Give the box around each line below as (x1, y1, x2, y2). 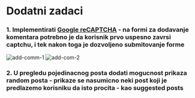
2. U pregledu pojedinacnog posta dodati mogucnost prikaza (6, 69, 188, 77)
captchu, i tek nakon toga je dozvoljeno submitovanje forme (6, 41, 185, 49)
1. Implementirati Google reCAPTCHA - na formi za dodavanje (6, 26, 189, 34)
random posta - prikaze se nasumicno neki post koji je (6, 76, 167, 85)
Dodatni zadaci (6, 4, 83, 18)
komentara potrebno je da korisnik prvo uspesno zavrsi (6, 33, 172, 41)
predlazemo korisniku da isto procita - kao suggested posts (6, 84, 184, 92)
